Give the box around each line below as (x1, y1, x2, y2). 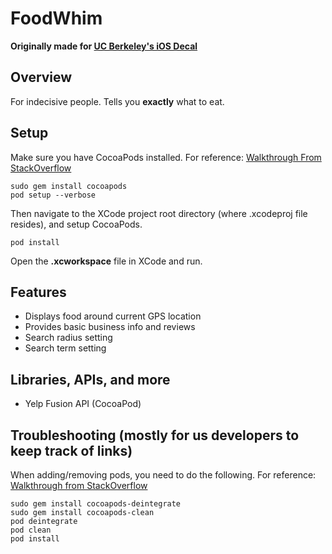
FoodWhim (10, 7, 103, 30)
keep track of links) (10, 442, 133, 459)
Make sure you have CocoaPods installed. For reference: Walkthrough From (10, 151, 322, 163)
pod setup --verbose (10, 190, 97, 200)
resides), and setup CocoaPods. (10, 218, 143, 230)
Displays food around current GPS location (24, 310, 202, 322)
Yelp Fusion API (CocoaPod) (24, 398, 142, 410)
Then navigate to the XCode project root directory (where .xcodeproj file (10, 207, 308, 219)
